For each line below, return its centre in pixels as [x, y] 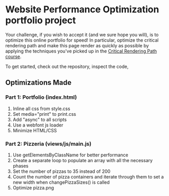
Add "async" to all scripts [40, 119]
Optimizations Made [39, 83]
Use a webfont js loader [38, 125]
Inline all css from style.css [41, 109]
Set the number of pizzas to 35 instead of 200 [61, 171]
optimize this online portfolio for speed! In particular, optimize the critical [82, 40]
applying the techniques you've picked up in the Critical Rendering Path [81, 51]
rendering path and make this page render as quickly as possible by [77, 45]
